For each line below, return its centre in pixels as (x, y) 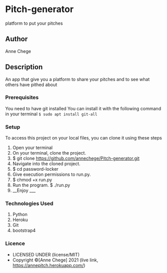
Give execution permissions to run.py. (52, 174)
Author (16, 39)
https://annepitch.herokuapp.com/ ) (49, 265)
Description (24, 67)
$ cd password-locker (35, 169)
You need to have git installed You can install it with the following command (83, 108)
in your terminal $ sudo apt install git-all (51, 114)
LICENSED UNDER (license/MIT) (46, 254)
